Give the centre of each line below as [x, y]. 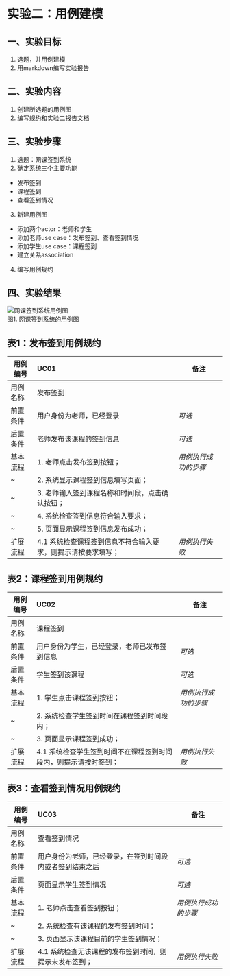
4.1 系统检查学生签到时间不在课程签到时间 [104, 752]
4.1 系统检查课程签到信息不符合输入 [94, 542]
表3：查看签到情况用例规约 [64, 788]
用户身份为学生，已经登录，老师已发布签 [102, 647]
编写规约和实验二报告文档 [53, 118]
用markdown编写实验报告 [53, 68]
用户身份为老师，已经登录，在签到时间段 [103, 856]
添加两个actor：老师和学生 [54, 229]
